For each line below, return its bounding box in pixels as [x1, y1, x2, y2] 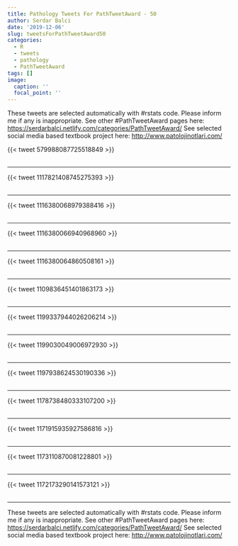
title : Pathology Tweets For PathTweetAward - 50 [7, 10, 157, 18]
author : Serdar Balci [7, 17, 72, 24]
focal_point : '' [13, 89, 62, 96]
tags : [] [7, 69, 33, 77]
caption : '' [13, 83, 50, 90]
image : [7, 76, 27, 84]
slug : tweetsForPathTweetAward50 [7, 30, 106, 38]
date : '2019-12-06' [7, 23, 65, 30]
